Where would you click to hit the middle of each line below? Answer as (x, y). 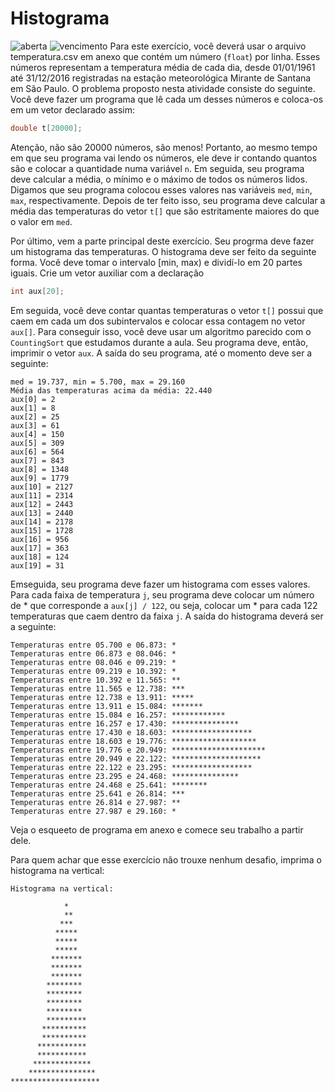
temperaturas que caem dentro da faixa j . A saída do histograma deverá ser (167, 616)
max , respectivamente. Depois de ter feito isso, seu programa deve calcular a (168, 200)
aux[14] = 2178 (42, 522)
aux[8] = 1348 (40, 469)
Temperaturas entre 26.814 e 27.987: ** (96, 802)
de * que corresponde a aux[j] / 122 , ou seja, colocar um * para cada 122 (164, 605)
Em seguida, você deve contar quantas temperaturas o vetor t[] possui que (167, 310)
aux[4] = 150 (37, 434)
